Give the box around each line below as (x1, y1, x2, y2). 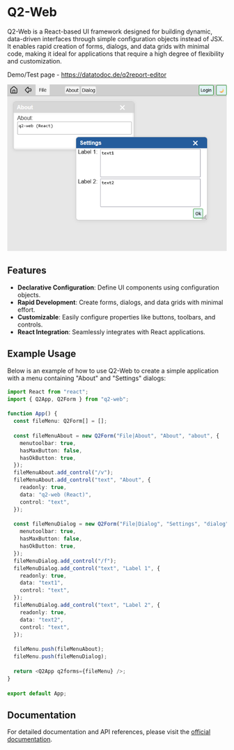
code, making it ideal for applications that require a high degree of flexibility (7, 50, 224, 58)
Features (7, 264, 47, 276)
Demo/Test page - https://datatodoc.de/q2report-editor (7, 70, 167, 79)
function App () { (7, 410, 58, 417)
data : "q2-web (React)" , (19, 491, 92, 498)
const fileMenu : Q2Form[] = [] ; (13, 418, 108, 425)
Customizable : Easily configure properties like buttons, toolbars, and (17, 313, 216, 321)
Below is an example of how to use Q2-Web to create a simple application (7, 366, 219, 375)
